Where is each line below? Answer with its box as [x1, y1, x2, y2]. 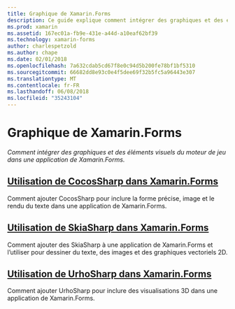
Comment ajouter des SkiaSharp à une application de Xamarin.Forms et [7, 240, 213, 249]
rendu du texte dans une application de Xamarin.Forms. [7, 201, 167, 210]
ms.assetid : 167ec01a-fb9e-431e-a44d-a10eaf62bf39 [7, 29, 158, 37]
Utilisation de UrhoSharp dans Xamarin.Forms [7, 268, 212, 280]
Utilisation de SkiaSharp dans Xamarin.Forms [7, 222, 209, 234]
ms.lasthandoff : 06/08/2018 [7, 88, 90, 95]
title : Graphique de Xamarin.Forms [7, 10, 111, 17]
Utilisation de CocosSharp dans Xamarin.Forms [7, 175, 219, 187]
